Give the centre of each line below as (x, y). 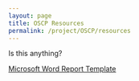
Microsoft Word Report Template (62, 69)
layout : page (30, 16)
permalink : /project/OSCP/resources (69, 30)
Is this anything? (35, 54)
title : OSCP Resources (46, 23)
